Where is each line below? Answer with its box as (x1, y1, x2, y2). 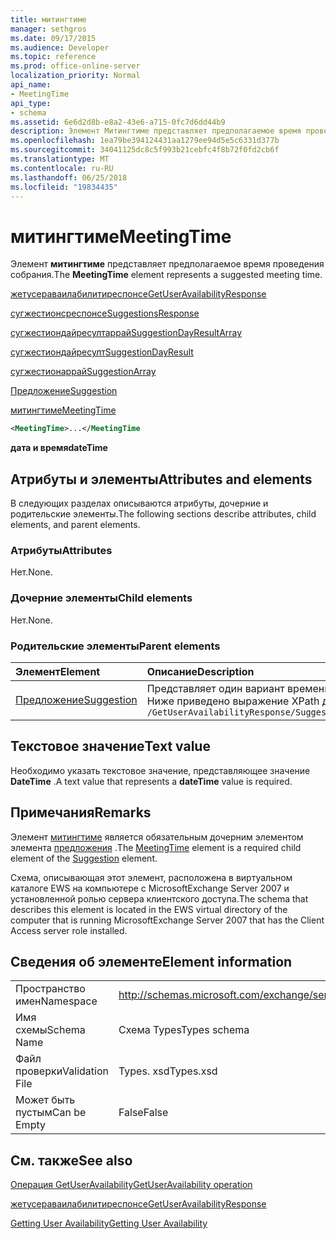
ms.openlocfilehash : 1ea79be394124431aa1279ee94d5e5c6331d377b (10, 136, 280, 146)
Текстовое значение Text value (10, 738, 211, 755)
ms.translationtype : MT (10, 154, 110, 164)
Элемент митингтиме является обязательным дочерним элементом (10, 831, 304, 843)
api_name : (10, 80, 52, 90)
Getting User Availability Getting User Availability (10, 1217, 208, 1230)
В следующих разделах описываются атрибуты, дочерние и (10, 497, 269, 509)
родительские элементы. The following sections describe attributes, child (10, 508, 317, 520)
